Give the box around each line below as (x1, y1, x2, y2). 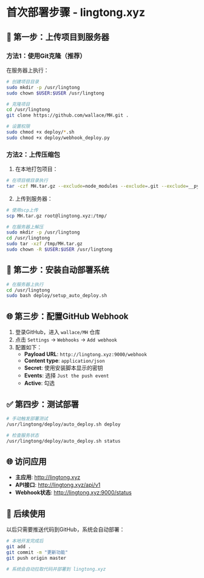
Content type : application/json (24, 357, 105, 365)
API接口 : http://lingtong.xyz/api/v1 (15, 481, 101, 488)
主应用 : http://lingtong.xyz (15, 474, 81, 481)
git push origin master (6, 555, 67, 561)
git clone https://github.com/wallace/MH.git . (6, 112, 129, 119)
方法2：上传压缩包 (6, 150, 61, 159)
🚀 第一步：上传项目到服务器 (6, 32, 109, 42)
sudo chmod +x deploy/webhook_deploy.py (6, 135, 110, 141)
